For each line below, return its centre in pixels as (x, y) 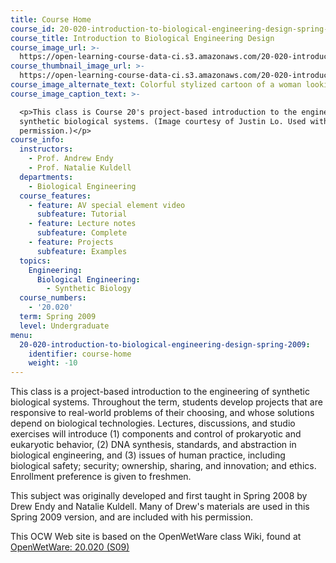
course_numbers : (53, 298)
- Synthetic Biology (89, 289)
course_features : (55, 196)
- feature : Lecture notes (82, 224)
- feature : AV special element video (107, 205)
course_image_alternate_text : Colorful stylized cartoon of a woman (156, 85)
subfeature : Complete (82, 233)
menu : (21, 335)
